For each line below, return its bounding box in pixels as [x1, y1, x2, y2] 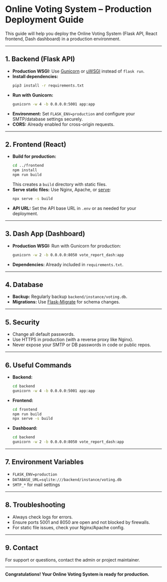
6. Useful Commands [5, 361, 72, 369]
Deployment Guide [5, 14, 84, 25]
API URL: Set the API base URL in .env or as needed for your [12, 205, 137, 211]
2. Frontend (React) [5, 140, 67, 149]
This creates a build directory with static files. [12, 181, 107, 187]
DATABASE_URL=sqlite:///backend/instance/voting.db [12, 477, 122, 482]
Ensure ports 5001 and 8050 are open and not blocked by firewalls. [12, 519, 151, 525]
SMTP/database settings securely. [12, 116, 83, 122]
